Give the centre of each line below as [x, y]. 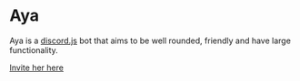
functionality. [34, 49]
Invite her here [36, 67]
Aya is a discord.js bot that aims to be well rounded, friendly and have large [150, 40]
